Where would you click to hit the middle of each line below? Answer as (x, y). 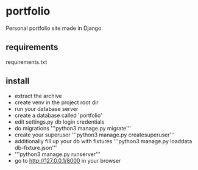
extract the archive (38, 96)
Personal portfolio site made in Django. (54, 28)
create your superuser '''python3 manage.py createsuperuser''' (94, 135)
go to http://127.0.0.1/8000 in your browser (68, 160)
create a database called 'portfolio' (58, 115)
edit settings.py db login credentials (59, 122)
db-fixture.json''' (36, 147)
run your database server (46, 108)
